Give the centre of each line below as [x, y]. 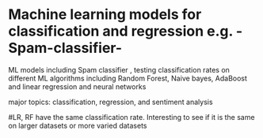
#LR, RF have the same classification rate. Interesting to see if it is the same [131, 117]
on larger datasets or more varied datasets [78, 125]
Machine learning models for [105, 15]
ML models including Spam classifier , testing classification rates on [119, 69]
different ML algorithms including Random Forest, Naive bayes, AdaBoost [128, 78]
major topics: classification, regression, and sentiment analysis [111, 102]
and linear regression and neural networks [77, 86]
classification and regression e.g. [121, 31]
